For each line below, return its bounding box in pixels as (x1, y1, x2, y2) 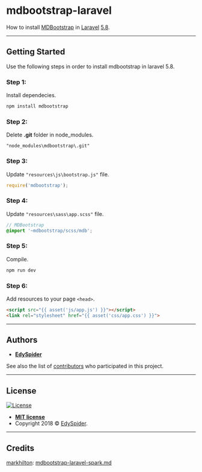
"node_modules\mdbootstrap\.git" (6, 143, 90, 149)
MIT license (14, 413, 45, 421)
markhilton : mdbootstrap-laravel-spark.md (6, 459, 112, 467)
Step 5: (6, 242, 28, 250)
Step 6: (6, 281, 28, 290)
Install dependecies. (6, 92, 57, 99)
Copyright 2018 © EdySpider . (14, 420, 88, 427)
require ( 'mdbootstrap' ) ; (6, 182, 69, 188)
